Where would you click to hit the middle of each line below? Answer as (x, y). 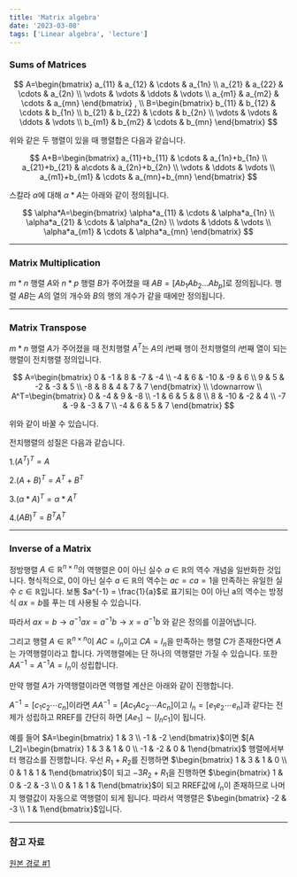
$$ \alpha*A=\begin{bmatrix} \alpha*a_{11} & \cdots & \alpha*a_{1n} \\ (148, 213)
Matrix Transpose (48, 327)
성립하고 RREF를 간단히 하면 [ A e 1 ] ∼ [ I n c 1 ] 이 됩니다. (115, 718)
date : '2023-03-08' (45, 26)
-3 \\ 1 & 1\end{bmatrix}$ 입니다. (65, 809)
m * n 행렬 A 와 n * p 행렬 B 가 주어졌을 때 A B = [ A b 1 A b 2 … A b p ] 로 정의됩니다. (141, 284)
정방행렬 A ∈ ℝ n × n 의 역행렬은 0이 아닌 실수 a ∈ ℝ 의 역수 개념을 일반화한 (137, 569)
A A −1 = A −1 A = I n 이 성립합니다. (64, 665)
